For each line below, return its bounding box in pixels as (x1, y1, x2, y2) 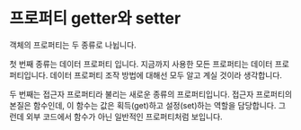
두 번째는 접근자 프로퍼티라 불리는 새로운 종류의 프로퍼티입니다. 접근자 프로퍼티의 (9, 89, 293, 100)
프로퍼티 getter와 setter (9, 8, 181, 29)
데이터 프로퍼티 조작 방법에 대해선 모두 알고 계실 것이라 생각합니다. (49, 69, 283, 81)
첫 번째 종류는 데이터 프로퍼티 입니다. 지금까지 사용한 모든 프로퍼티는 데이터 (9, 58, 273, 69)
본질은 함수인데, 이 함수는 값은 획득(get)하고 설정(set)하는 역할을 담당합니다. (9, 100, 277, 110)
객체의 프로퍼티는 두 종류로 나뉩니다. (9, 39, 137, 50)
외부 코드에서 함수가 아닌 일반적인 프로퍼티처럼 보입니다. (25, 111, 223, 122)
